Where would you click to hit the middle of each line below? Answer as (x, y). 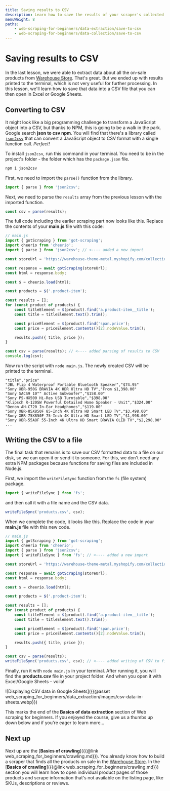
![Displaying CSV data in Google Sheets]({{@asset (58, 691)
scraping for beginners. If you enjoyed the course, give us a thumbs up (79, 718)
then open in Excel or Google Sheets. (44, 94)
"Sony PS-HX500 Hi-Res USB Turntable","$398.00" (57, 398)
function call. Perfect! (28, 144)
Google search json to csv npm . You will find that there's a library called (80, 133)
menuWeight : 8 (20, 19)
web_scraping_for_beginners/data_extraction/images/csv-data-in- (74, 697)
